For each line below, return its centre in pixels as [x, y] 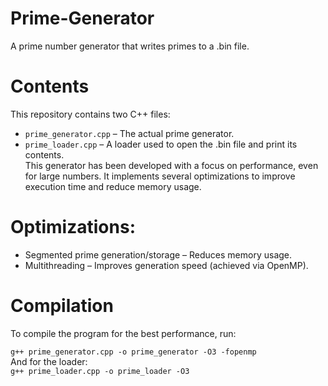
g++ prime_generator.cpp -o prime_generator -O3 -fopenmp [133, 352]
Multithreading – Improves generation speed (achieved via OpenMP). [166, 265]
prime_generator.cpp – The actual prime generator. [129, 133]
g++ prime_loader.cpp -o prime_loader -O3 [100, 371]
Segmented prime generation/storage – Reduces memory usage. [158, 254]
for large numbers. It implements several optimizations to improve [160, 176]
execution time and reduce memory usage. [113, 186]
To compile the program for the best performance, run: [123, 333]
